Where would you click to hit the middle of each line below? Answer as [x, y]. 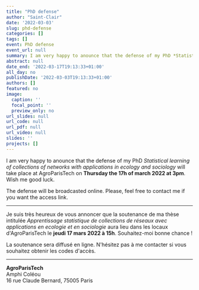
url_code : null [25, 122]
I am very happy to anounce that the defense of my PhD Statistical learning [98, 160]
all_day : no [21, 72]
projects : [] [22, 144]
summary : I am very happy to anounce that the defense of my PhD [88, 56]
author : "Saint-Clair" [34, 17]
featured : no [22, 89]
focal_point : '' [31, 105]
